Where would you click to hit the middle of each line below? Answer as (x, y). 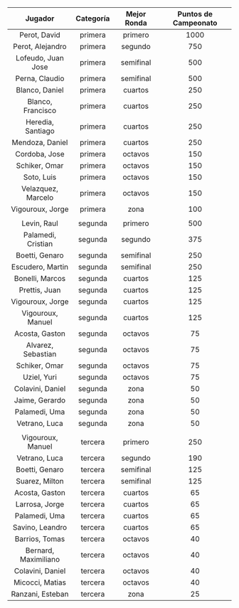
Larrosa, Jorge (40, 504)
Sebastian (40, 354)
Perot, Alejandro (40, 47)
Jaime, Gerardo (40, 400)
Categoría (93, 18)
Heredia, (40, 122)
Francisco (40, 111)
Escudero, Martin (40, 267)
